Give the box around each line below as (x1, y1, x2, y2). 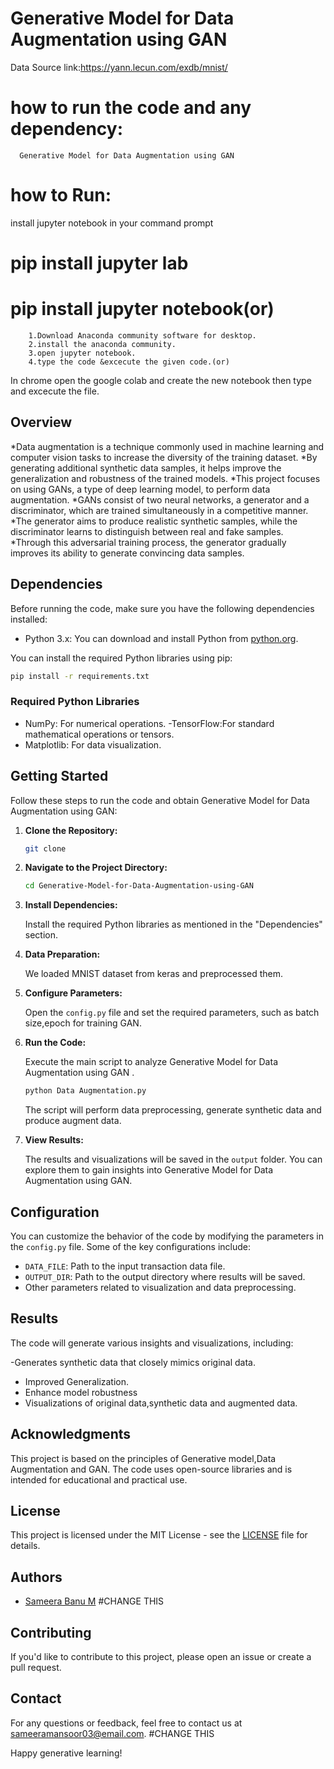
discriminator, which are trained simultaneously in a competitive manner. (10, 504, 309, 516)
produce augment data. (24, 1115, 122, 1127)
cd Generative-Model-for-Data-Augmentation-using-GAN (24, 881, 254, 891)
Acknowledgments (10, 1426, 132, 1443)
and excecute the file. (10, 385, 100, 397)
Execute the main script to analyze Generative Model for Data (24, 1056, 278, 1068)
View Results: (24, 1134, 84, 1146)
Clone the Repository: (24, 824, 118, 836)
